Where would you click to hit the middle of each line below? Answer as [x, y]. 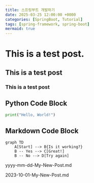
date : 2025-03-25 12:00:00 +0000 [41, 15]
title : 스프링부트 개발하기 [30, 10]
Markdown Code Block [42, 131]
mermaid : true [20, 29]
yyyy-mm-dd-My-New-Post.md [39, 165]
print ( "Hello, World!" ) [30, 115]
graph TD [14, 142]
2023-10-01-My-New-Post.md [37, 175]
